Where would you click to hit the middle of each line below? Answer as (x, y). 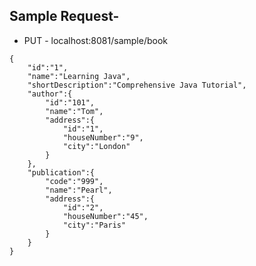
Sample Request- (64, 16)
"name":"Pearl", (79, 190)
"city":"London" (96, 146)
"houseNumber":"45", (105, 216)
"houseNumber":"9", (103, 137)
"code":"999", (74, 181)
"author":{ (50, 94)
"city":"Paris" (94, 225)
